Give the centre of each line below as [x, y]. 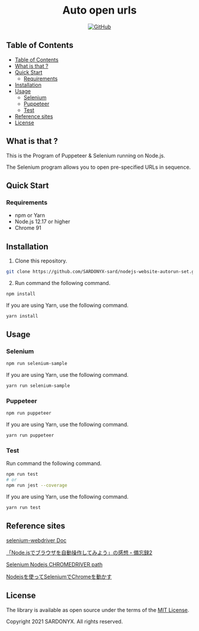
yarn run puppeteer [30, 435]
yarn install [22, 316]
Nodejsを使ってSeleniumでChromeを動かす [59, 576]
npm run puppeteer [29, 413]
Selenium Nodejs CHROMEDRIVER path [54, 564]
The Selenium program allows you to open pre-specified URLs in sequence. [99, 167]
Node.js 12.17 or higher [42, 222]
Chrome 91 [28, 228]
